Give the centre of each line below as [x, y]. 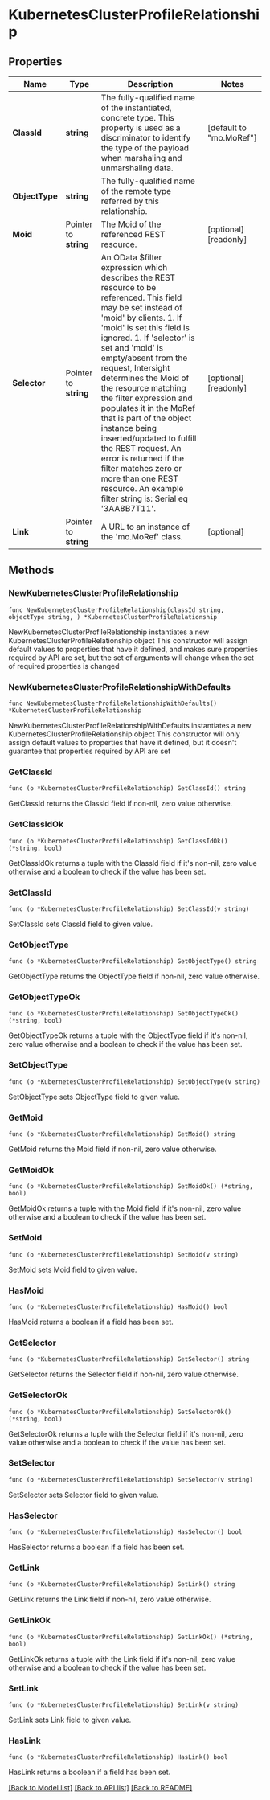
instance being [129, 428]
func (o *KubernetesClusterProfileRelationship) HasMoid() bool [118, 1307]
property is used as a [141, 128]
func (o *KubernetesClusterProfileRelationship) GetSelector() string [129, 1359]
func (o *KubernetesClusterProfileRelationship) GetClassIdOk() [118, 841]
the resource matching [143, 388]
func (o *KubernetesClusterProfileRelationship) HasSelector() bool [125, 1532]
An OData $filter [131, 257]
